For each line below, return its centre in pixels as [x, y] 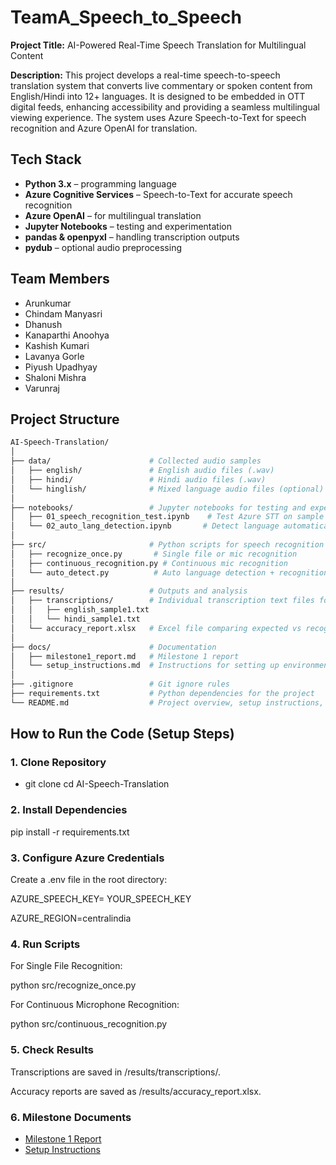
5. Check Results [52, 1050]
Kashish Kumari [57, 345]
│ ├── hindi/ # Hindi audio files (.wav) [138, 479]
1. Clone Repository [58, 763]
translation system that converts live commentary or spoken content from [161, 85]
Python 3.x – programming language [100, 183]
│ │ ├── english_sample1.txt [80, 610]
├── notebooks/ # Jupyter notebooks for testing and [158, 507]
